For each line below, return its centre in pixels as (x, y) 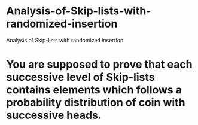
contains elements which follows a (94, 90)
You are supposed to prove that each (99, 65)
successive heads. (54, 115)
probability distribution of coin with (96, 103)
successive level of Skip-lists (80, 77)
